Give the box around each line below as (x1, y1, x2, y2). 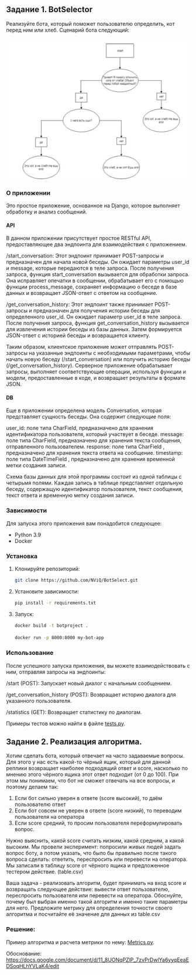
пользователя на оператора (14, 813, 85, 820)
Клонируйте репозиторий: (14, 565, 80, 572)
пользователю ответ (14, 801, 66, 808)
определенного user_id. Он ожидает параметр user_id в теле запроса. (6, 313, 182, 321)
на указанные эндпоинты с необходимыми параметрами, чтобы (29, 349, 191, 356)
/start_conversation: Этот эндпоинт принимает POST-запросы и (6, 252, 164, 259)
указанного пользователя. (6, 697, 72, 704)
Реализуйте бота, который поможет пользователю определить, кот (6, 20, 176, 27)
